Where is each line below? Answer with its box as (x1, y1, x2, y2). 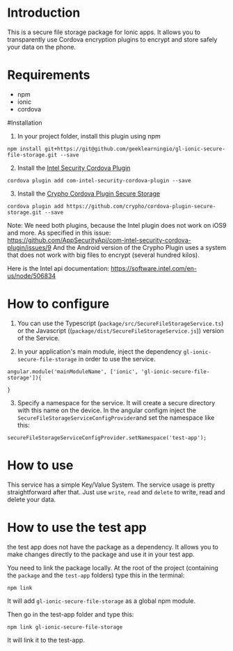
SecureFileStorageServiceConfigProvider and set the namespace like (17, 413, 215, 422)
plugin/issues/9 (7, 243, 52, 251)
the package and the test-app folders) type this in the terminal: (7, 571, 185, 579)
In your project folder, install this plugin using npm (17, 132, 161, 140)
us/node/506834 (7, 272, 56, 280)
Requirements (7, 68, 90, 83)
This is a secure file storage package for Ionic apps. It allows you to (7, 28, 201, 36)
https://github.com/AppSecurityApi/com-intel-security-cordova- (7, 235, 191, 244)
